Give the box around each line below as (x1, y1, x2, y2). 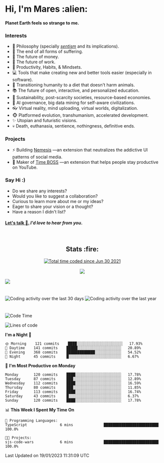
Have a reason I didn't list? (12, 208, 66, 214)
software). (12, 77, 33, 83)
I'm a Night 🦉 (5, 332, 32, 338)
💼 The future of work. (12, 59, 56, 65)
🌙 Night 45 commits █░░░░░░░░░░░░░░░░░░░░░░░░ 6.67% (5, 354, 139, 359)
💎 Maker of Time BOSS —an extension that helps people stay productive (12, 159, 159, 165)
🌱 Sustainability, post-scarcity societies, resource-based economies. (12, 95, 151, 101)
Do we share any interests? (12, 188, 67, 194)
